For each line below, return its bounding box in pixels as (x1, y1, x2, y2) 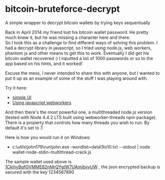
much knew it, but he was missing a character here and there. (5, 34, 131, 40)
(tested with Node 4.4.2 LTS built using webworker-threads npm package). (5, 114, 157, 120)
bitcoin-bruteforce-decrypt (5, 3, 120, 15)
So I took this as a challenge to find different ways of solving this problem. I (5, 39, 158, 45)
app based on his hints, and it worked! (5, 60, 83, 66)
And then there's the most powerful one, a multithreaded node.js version (5, 109, 153, 115)
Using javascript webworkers (12, 99, 71, 105)
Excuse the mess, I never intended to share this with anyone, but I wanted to (5, 70, 160, 76)
